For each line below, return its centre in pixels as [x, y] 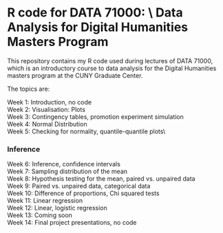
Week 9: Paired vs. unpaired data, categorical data [79, 186]
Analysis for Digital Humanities [97, 27]
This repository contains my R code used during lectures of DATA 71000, [110, 60]
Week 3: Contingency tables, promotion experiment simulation [96, 116]
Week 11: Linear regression [45, 201]
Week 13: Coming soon [40, 215]
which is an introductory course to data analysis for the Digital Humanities [112, 68]
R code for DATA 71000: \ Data [95, 13]
